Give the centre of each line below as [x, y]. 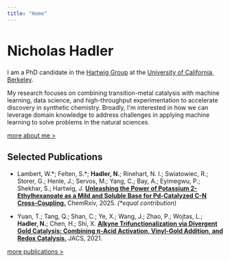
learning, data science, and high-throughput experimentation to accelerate [113, 100]
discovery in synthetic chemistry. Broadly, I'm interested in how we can [108, 107]
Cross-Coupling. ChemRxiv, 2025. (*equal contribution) [97, 203]
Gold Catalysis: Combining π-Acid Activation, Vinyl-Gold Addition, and [120, 230]
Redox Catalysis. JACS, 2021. [60, 238]
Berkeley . [20, 79]
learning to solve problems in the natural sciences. [78, 122]
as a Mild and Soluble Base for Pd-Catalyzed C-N [136, 195]
